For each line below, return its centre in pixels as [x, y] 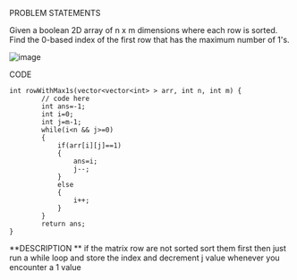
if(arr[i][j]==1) [89, 146]
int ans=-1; [64, 106]
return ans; [64, 224]
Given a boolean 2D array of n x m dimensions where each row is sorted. [144, 30]
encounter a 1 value [46, 267]
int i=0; [58, 115]
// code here [66, 98]
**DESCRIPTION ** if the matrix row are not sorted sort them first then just [148, 248]
